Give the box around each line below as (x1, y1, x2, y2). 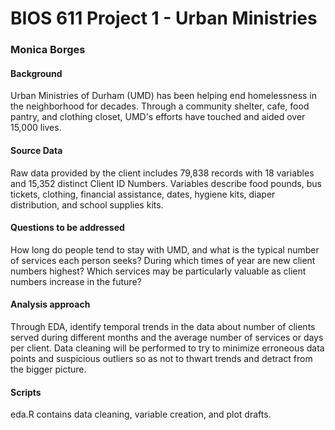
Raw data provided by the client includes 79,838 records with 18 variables (10, 167, 315, 179)
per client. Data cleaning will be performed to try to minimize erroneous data (10, 342, 325, 354)
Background (10, 67, 63, 79)
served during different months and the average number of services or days (10, 331, 324, 343)
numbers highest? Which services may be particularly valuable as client (10, 265, 307, 277)
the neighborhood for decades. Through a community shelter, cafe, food (10, 100, 310, 112)
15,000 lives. (10, 122, 62, 134)
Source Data (10, 144, 63, 156)
